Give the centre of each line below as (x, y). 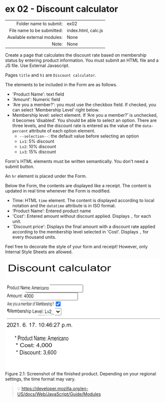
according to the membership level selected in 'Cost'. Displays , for (80, 232)
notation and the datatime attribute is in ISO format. (64, 205)
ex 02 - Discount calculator (62, 9)
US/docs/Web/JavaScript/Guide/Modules (59, 394)
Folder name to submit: (40, 24)
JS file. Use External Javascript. (37, 66)
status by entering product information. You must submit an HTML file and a (82, 60)
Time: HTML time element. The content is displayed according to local (83, 200)
